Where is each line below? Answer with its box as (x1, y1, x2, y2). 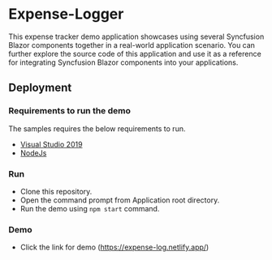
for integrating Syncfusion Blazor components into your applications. (8, 58, 239, 67)
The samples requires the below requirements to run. (8, 123, 186, 134)
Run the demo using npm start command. (19, 203, 160, 213)
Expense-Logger (8, 5, 124, 23)
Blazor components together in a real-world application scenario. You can (8, 40, 256, 49)
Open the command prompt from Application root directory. (19, 195, 220, 205)
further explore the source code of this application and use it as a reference (8, 49, 261, 58)
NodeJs (19, 147, 47, 158)
